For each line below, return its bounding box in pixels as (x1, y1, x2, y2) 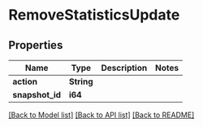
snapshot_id (12, 90, 62, 100)
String (68, 76, 93, 87)
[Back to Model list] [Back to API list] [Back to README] (8, 110, 195, 120)
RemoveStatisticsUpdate (8, 6, 180, 24)
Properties (8, 38, 63, 52)
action (12, 76, 38, 87)
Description (101, 63, 148, 73)
